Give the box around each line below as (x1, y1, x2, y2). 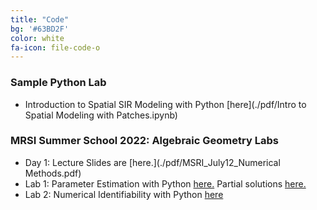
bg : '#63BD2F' (10, 24, 70, 34)
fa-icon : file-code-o (10, 42, 101, 53)
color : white (10, 33, 65, 43)
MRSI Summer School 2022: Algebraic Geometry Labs (10, 134, 279, 148)
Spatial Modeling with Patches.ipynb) (24, 109, 178, 121)
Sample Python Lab (10, 76, 107, 90)
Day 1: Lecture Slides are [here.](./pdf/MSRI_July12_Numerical (24, 156, 281, 168)
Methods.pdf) (24, 167, 82, 179)
